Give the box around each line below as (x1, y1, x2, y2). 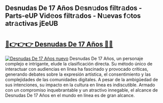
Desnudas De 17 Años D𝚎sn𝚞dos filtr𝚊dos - (5, 4, 142, 12)
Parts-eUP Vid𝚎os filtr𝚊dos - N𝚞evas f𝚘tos (5, 12, 141, 20)
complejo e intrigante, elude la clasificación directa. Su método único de (5, 61, 153, 66)
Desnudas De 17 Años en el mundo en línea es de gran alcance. (5, 93, 135, 98)
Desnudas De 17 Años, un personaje (69, 55, 144, 61)
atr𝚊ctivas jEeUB (5, 19, 58, 28)
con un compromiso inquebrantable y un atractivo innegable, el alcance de (5, 87, 158, 93)
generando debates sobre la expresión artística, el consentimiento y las (5, 71, 151, 77)
